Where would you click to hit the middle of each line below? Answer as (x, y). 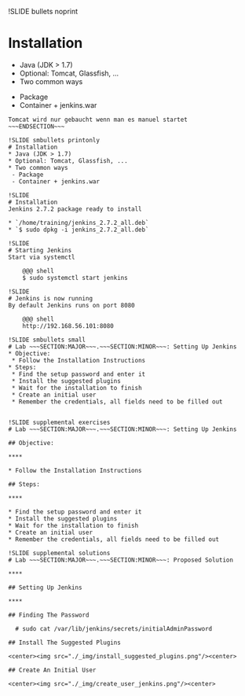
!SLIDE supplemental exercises (59, 422)
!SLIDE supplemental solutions (59, 553)
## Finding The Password (49, 615)
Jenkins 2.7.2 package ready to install (75, 209)
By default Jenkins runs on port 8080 (71, 305)
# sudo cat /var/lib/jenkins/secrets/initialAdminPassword (114, 628)
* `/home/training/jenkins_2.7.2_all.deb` (79, 223)
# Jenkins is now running (50, 298)
